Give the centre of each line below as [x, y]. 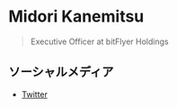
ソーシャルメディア [61, 72]
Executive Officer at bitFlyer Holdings [99, 41]
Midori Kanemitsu [76, 17]
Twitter [35, 94]
